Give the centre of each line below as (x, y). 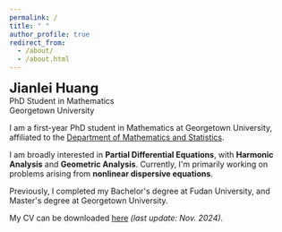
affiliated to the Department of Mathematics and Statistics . (117, 137)
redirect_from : (38, 43)
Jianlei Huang (54, 88)
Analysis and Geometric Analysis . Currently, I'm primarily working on (139, 164)
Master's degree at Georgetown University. (89, 201)
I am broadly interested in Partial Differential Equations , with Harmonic (141, 155)
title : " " (30, 26)
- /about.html (43, 59)
